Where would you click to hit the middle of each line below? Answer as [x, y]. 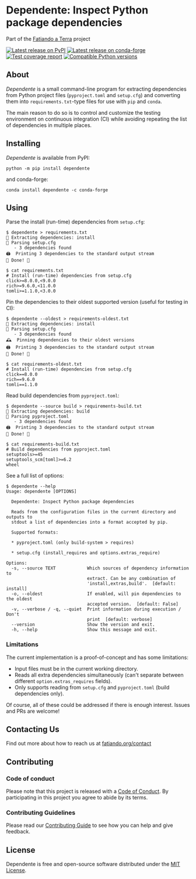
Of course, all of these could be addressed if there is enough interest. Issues [98, 705]
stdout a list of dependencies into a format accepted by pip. [90, 522]
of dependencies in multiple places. [49, 125]
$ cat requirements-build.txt [43, 444]
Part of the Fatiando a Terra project [48, 39]
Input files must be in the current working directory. [76, 668]
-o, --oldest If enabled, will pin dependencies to [96, 594]
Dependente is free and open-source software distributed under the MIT [93, 864]
